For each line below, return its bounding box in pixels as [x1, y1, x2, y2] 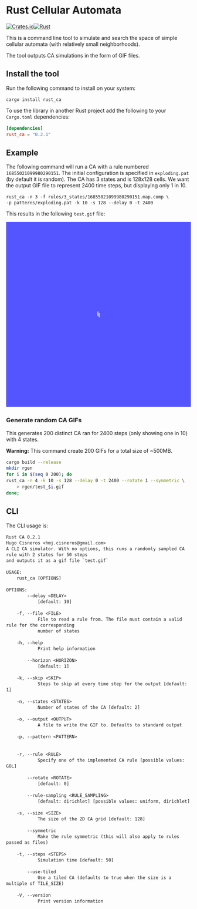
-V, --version [16, 892, 51, 898]
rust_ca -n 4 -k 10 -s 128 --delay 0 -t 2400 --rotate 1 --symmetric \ [6, 478, 185, 484]
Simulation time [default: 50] [37, 857, 114, 863]
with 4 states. [6, 436, 39, 443]
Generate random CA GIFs [6, 416, 82, 425]
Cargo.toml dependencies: [6, 113, 70, 120]
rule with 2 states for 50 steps [6, 551, 88, 558]
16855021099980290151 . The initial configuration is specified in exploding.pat [6, 170, 189, 177]
